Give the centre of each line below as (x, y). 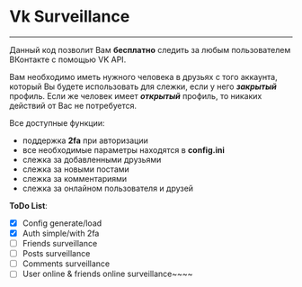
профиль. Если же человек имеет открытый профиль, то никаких (136, 95)
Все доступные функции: (57, 122)
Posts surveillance (56, 254)
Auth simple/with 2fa (61, 233)
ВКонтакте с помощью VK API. (68, 59)
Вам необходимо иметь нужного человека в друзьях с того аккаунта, (143, 76)
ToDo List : (28, 205)
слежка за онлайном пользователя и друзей (108, 188)
